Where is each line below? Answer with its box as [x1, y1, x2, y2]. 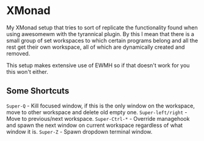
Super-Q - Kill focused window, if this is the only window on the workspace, [6, 102, 195, 109]
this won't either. [6, 68, 49, 75]
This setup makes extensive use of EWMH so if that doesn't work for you [6, 62, 190, 69]
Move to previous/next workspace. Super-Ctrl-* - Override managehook [6, 115, 190, 122]
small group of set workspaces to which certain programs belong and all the [6, 37, 199, 44]
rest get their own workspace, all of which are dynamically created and [6, 43, 185, 51]
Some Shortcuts [6, 86, 70, 96]
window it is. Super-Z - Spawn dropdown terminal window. [6, 128, 153, 135]
